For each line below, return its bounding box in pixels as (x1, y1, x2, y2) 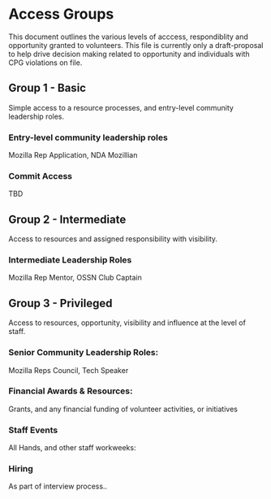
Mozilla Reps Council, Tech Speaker (8, 365, 129, 375)
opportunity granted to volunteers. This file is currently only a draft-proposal (8, 40, 264, 50)
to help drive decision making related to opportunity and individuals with (8, 49, 250, 59)
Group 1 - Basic (8, 81, 87, 95)
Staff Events (8, 424, 58, 436)
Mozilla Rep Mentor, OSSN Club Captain (8, 273, 142, 283)
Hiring (8, 463, 34, 475)
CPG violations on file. (8, 58, 83, 67)
